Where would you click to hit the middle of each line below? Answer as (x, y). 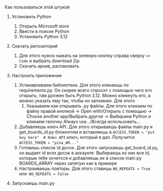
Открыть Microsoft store (44, 26)
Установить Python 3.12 (43, 37)
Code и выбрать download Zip (49, 61)
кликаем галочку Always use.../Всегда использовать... (83, 122)
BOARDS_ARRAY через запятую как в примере (68, 163)
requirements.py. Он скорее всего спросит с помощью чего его (85, 90)
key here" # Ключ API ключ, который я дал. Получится (77, 137)
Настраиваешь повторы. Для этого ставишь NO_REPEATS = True (85, 168)
